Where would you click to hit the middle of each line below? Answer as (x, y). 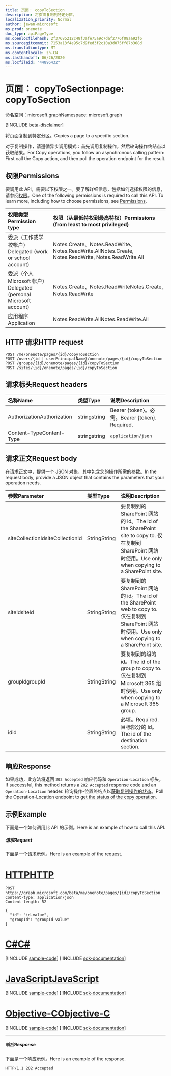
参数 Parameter (26, 496)
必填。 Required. (140, 720)
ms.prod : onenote (24, 29)
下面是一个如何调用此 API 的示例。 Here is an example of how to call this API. (85, 828)
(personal (19, 294)
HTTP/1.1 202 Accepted (29, 1068)
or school (19, 258)
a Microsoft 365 (140, 704)
